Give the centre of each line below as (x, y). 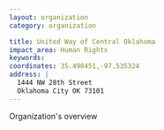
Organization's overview (53, 116)
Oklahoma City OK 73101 (60, 91)
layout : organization (49, 17)
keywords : (27, 58)
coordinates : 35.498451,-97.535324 (75, 66)
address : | (29, 75)
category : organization (53, 26)
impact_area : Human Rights (59, 50)
